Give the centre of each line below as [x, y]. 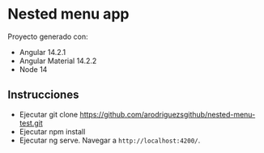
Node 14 [33, 69]
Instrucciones [43, 95]
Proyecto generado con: [48, 36]
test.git [31, 123]
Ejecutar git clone [49, 114]
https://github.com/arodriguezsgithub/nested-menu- [168, 114]
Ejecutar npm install [52, 131]
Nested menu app [68, 14]
